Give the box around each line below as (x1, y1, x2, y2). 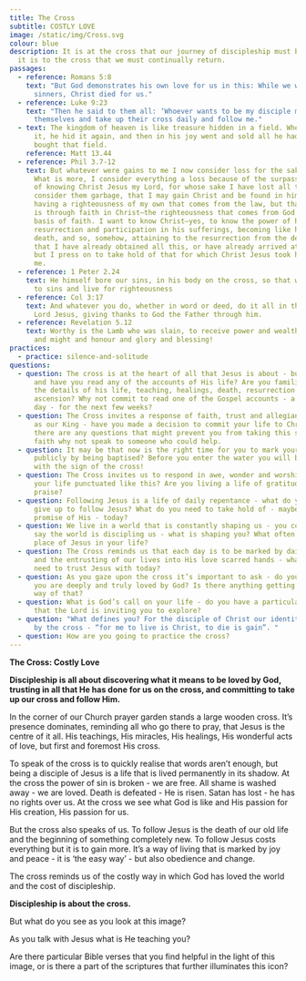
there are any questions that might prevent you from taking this (33, 428, 291, 437)
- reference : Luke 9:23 (17, 97, 107, 107)
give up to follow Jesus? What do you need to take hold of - (33, 505, 275, 514)
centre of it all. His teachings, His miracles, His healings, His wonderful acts (9, 731, 293, 741)
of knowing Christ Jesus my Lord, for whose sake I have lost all (33, 183, 291, 192)
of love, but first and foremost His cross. (9, 740, 161, 751)
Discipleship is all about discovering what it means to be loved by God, (9, 674, 282, 685)
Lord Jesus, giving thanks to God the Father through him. (33, 310, 262, 319)
